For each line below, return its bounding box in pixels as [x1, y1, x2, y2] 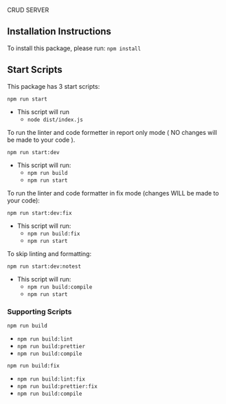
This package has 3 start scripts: [7, 82, 100, 90]
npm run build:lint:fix [16, 375, 86, 383]
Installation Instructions [7, 25, 112, 37]
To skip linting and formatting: [7, 249, 91, 257]
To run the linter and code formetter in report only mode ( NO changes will [7, 128, 218, 136]
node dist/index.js [27, 116, 84, 123]
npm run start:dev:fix [7, 209, 72, 216]
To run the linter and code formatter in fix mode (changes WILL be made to [7, 189, 219, 197]
